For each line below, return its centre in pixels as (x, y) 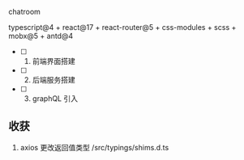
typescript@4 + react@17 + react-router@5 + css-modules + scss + (122, 27)
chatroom (24, 12)
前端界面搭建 (54, 61)
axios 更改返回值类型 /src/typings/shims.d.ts (94, 147)
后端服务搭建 (54, 80)
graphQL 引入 (55, 99)
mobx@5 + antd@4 (41, 36)
